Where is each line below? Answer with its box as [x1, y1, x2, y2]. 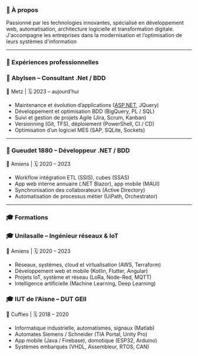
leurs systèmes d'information [6, 38, 77, 45]
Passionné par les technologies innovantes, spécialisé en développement [6, 19, 184, 26]
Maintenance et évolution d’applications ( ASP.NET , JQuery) [14, 101, 159, 108]
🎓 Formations [6, 213, 48, 221]
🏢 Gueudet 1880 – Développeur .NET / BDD [6, 147, 130, 155]
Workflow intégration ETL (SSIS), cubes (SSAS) [14, 174, 130, 181]
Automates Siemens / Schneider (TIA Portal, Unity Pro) [14, 331, 148, 338]
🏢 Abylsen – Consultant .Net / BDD [6, 74, 106, 82]
